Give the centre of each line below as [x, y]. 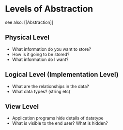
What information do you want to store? [51, 49]
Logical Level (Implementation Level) [62, 75]
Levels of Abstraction [49, 9]
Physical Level [27, 37]
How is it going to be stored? [41, 54]
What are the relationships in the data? [50, 86]
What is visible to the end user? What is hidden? [60, 123]
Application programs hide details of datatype [58, 118]
